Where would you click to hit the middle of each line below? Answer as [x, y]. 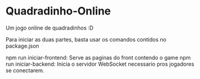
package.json [23, 46]
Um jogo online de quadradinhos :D [50, 28]
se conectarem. [25, 70]
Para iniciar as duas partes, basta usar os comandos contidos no [86, 39]
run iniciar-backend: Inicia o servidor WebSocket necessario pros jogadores [100, 64]
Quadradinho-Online [58, 11]
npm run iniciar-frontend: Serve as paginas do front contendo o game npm [98, 57]
